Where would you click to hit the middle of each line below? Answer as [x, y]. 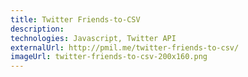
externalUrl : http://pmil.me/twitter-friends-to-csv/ [125, 47]
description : [37, 29]
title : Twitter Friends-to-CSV [75, 19]
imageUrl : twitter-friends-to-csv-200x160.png [109, 57]
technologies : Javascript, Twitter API [93, 38]
